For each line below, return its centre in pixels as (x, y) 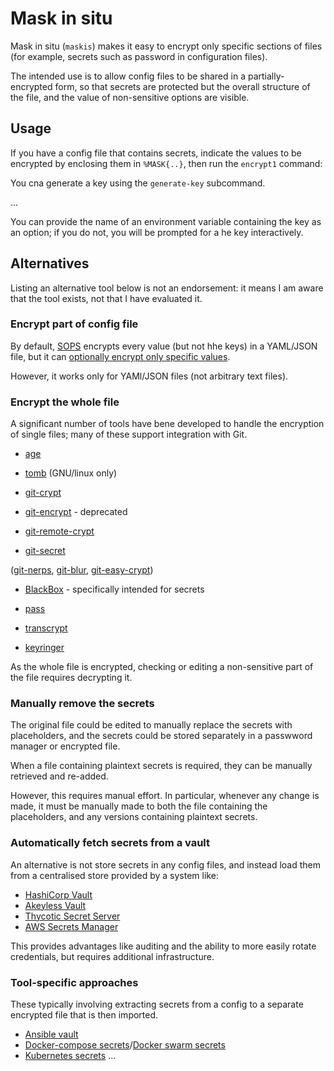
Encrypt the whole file (65, 402)
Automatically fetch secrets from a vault (110, 843)
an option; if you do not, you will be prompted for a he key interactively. (157, 232)
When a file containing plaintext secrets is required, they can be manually (161, 766)
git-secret (45, 551)
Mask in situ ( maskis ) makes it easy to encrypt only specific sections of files (166, 46)
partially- (266, 76)
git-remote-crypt (59, 531)
